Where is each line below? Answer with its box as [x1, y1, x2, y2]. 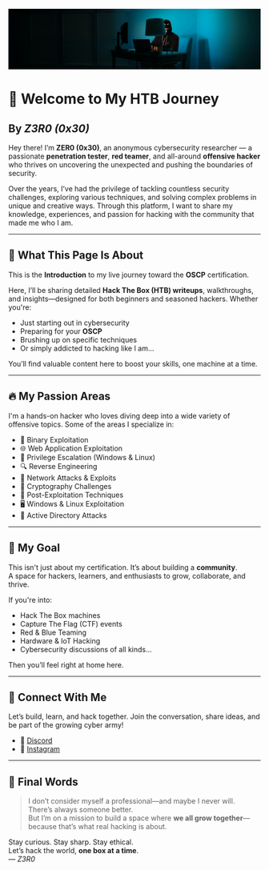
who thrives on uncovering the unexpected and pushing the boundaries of [8, 160, 254, 170]
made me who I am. [8, 218, 74, 228]
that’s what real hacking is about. [58, 822, 167, 832]
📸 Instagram [19, 744, 60, 754]
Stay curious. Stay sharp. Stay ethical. [8, 837, 134, 847]
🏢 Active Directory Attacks [19, 510, 107, 520]
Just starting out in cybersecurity [19, 318, 130, 327]
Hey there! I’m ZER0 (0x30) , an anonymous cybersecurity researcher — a [8, 143, 252, 153]
